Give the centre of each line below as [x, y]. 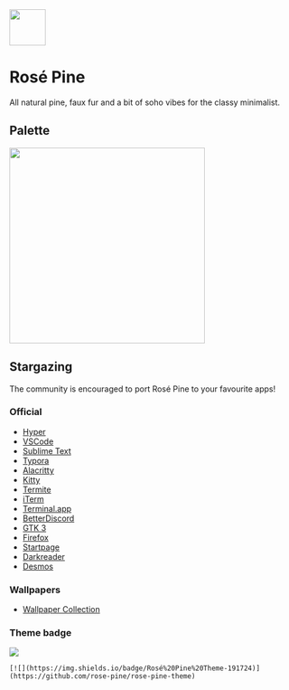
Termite [37, 489]
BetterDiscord [48, 518]
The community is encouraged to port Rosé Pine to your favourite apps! [143, 389]
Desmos [38, 566]
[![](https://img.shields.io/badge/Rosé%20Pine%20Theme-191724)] [135, 668]
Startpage [41, 547]
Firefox [36, 537]
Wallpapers [35, 590]
